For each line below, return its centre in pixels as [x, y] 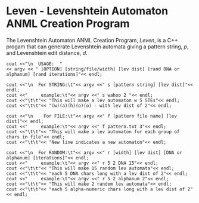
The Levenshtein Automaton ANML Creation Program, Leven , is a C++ [92, 40]
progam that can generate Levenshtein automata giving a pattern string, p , [97, 47]
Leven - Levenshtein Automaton [87, 11]
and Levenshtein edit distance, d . [47, 53]
